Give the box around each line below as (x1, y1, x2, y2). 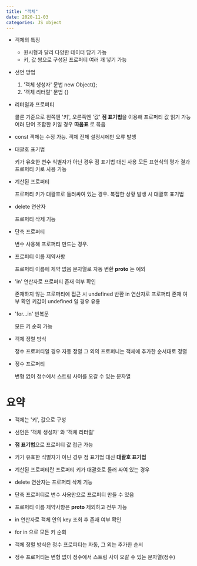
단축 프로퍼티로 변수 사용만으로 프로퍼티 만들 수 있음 (14, 491, 134, 498)
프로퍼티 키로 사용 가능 (14, 166, 67, 173)
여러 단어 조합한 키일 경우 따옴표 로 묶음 (14, 121, 106, 128)
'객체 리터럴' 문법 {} (23, 89, 69, 96)
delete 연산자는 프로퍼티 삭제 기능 (14, 478, 93, 485)
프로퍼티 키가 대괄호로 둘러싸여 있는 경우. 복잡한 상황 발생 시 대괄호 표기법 (14, 190, 184, 197)
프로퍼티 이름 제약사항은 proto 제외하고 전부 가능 (14, 504, 128, 511)
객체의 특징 (14, 36, 41, 43)
